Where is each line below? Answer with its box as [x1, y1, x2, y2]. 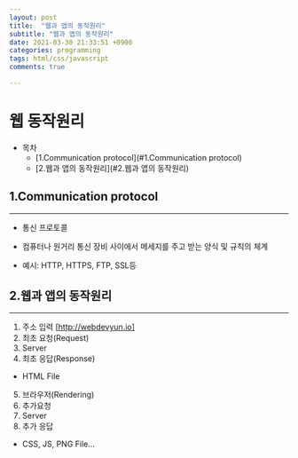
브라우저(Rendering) [21, 390, 95, 400]
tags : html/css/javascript [9, 54, 109, 63]
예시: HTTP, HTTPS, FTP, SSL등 [21, 259, 137, 271]
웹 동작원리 [9, 112, 85, 131]
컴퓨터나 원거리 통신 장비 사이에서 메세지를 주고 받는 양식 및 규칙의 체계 [21, 241, 269, 251]
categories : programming [9, 46, 101, 55]
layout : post [9, 12, 58, 22]
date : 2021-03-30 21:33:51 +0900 [9, 37, 133, 47]
